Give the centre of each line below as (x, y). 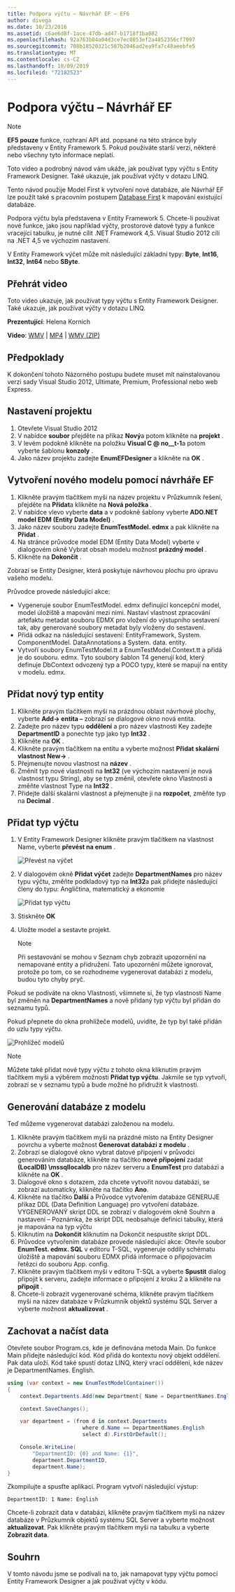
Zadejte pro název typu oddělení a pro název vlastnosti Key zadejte (115, 726)
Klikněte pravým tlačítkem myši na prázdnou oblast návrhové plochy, (116, 711)
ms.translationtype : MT (42, 53)
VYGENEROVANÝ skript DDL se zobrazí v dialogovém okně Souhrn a (116, 1212)
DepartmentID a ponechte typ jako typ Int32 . (84, 734)
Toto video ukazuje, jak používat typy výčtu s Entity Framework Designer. (113, 301)
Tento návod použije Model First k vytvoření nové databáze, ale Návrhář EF (115, 190)
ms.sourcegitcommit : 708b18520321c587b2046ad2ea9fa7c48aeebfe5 (101, 46)
